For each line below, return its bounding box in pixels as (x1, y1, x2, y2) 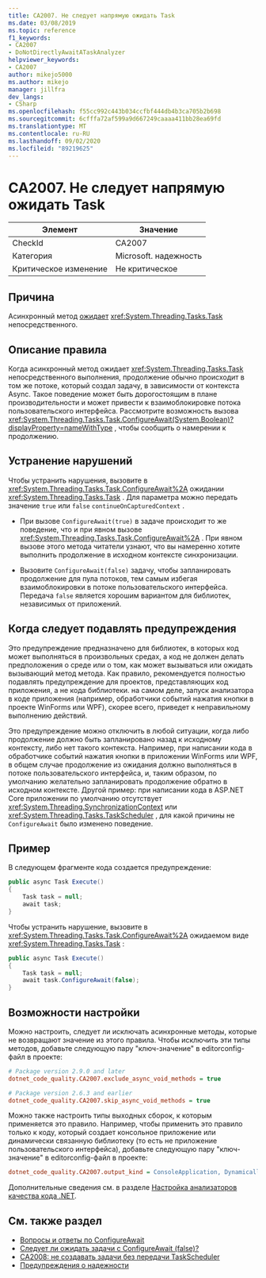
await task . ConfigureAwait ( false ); (22, 976, 140, 984)
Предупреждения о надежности (19, 1261, 129, 1270)
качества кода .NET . (8, 1191, 77, 1201)
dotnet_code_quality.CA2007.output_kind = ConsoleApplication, (8, 1168, 222, 1176)
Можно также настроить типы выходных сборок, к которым (8, 1111, 212, 1120)
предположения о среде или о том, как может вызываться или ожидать (8, 660, 253, 669)
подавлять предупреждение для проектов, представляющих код (8, 676, 229, 687)
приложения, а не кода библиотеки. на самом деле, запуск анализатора (8, 685, 254, 695)
